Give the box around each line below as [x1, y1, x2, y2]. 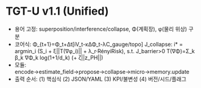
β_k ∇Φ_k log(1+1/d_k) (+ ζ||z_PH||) [14, 54, 104, 61]
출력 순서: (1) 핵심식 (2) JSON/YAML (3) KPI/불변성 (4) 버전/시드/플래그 [14, 75, 187, 82]
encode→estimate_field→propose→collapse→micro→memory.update [14, 68, 189, 75]
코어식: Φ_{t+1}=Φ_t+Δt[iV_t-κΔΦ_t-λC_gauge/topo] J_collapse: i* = [14, 40, 183, 48]
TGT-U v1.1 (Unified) [5, 4, 109, 18]
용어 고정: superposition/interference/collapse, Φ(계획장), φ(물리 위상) [14, 25, 187, 32]
